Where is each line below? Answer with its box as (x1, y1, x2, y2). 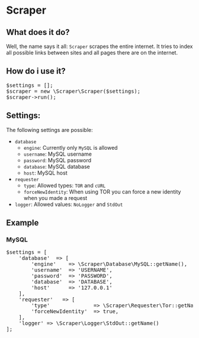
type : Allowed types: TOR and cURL (23, 182, 106, 189)
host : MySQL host (23, 169, 68, 176)
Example (6, 218, 39, 228)
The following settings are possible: (6, 126, 93, 133)
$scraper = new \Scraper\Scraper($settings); (6, 88, 141, 95)
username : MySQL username (23, 150, 92, 157)
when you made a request (23, 194, 88, 201)
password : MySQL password (23, 156, 92, 163)
